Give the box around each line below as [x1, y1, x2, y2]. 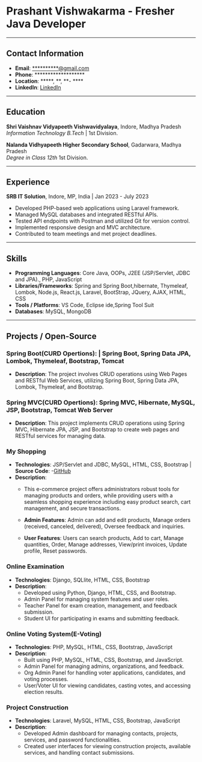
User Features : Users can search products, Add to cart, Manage [23, 535, 184, 542]
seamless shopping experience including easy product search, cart [23, 498, 191, 506]
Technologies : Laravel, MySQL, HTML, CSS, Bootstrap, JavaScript [14, 717, 180, 725]
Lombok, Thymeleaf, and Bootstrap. [14, 383, 104, 390]
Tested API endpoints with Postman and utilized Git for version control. [14, 217, 191, 224]
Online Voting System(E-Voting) [6, 629, 102, 638]
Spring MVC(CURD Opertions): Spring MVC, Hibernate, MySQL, [6, 398, 195, 407]
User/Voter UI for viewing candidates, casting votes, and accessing [23, 682, 191, 689]
